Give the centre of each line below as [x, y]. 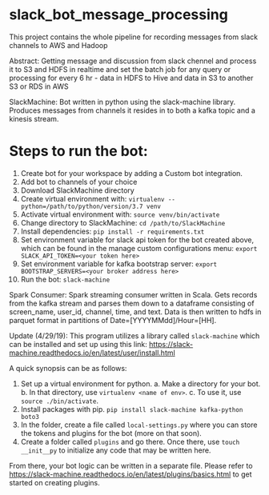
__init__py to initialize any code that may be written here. [116, 450]
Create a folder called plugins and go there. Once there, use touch [130, 441]
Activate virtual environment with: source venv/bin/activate [120, 214]
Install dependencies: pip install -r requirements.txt [112, 231]
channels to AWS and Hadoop [58, 45]
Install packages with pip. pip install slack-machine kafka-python [132, 409]
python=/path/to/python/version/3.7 [82, 206]
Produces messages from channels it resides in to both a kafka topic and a [132, 110]
